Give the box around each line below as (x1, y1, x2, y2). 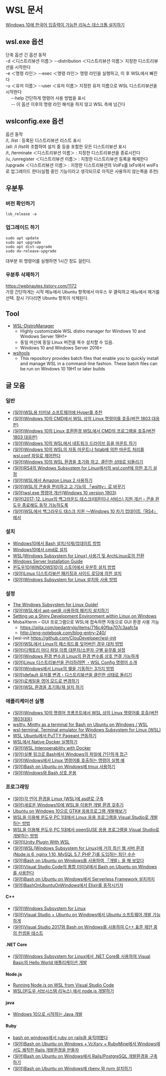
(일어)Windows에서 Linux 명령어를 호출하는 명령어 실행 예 (12, 758, 125, 763)
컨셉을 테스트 (18, 930, 43, 936)
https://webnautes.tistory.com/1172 (5, 283, 77, 289)
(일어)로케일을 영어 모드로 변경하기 (12, 678, 80, 684)
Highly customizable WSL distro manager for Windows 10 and (20, 328, 146, 334)
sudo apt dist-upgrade (5, 244, 52, 249)
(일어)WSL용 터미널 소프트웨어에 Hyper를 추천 (12, 409, 102, 415)
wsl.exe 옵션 (5, 38, 44, 46)
